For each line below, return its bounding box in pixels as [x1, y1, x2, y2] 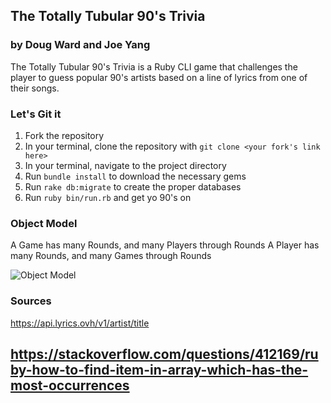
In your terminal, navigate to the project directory [24, 159, 227, 171]
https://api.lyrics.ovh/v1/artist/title [10, 317, 150, 329]
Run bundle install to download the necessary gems [24, 170, 247, 182]
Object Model [10, 216, 78, 230]
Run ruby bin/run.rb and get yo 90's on [24, 191, 192, 203]
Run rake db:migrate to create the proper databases [24, 180, 242, 193]
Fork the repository [24, 129, 105, 141]
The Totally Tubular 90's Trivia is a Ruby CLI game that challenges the [10, 60, 298, 73]
